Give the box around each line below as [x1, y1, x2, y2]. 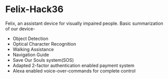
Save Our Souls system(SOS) [12, 57, 74, 63]
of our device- [5, 25, 36, 31]
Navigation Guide [12, 52, 49, 58]
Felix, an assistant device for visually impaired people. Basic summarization [5, 20, 164, 26]
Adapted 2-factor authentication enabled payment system [12, 62, 135, 68]
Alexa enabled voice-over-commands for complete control [12, 67, 136, 74]
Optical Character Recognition [12, 41, 76, 47]
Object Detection [12, 35, 48, 42]
